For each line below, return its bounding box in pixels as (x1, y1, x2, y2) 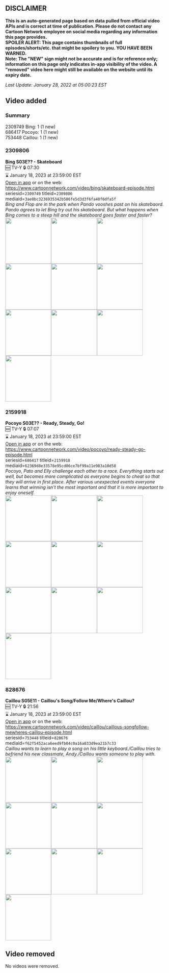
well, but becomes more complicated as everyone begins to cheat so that (5, 473, 160, 479)
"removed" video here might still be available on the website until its (5, 66, 153, 72)
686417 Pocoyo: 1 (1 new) (5, 129, 59, 135)
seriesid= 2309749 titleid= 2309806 (5, 190, 73, 196)
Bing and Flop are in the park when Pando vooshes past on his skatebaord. (5, 201, 164, 207)
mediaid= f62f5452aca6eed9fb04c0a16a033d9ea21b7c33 (5, 740, 116, 746)
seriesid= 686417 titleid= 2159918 (5, 457, 70, 464)
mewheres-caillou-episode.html (5, 729, 72, 736)
